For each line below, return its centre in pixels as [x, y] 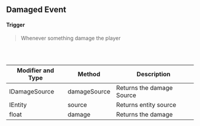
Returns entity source [146, 105]
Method [89, 74]
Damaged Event [36, 10]
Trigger [15, 25]
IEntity [18, 105]
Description [154, 74]
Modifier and [36, 70]
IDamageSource [32, 91]
